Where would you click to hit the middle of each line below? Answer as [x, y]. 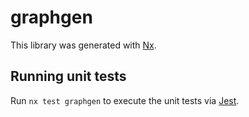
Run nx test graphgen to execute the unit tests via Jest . [125, 100]
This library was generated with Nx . [83, 45]
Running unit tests [68, 76]
